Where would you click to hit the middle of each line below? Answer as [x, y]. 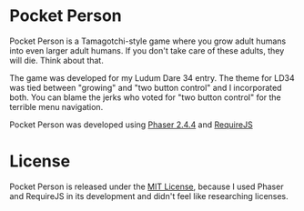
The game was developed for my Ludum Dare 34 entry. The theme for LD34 [152, 77]
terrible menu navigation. [56, 106]
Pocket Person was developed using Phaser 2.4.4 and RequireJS [131, 125]
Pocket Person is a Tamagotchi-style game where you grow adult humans [148, 41]
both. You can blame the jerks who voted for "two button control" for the [146, 97]
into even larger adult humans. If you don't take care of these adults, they [147, 50]
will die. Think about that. [57, 60]
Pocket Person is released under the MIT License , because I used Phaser [147, 186]
